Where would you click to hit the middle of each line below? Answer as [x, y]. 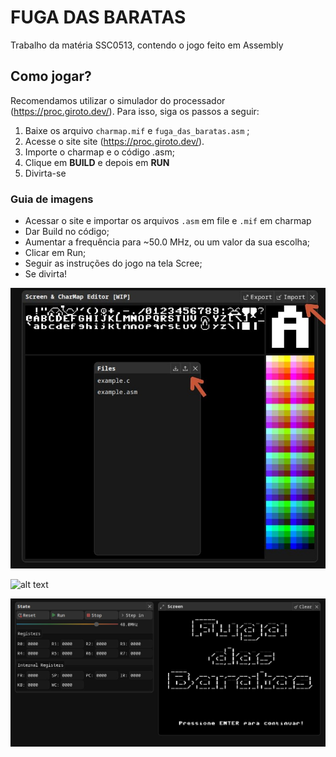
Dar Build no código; [67, 232]
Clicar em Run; [55, 253]
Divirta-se [45, 173]
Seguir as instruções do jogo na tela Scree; [113, 263]
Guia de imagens [52, 199]
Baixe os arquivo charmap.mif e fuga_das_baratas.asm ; [137, 130]
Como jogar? [51, 76]
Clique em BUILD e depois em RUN [97, 162]
